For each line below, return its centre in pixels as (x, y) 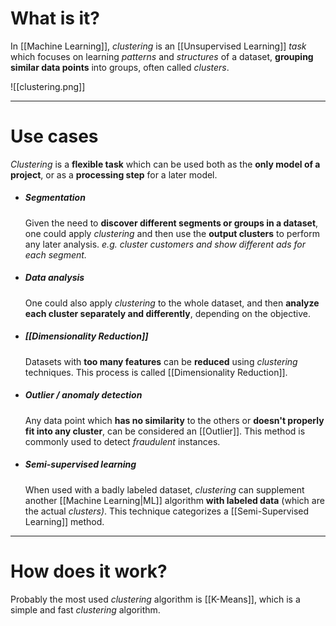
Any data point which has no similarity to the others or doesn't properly (174, 420)
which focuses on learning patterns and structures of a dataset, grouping (162, 56)
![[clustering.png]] (48, 86)
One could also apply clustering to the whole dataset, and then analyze (172, 303)
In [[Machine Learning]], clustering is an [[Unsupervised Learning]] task (158, 46)
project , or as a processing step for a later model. (114, 174)
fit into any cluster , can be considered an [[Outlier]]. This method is (165, 431)
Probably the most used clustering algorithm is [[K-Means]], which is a (155, 599)
